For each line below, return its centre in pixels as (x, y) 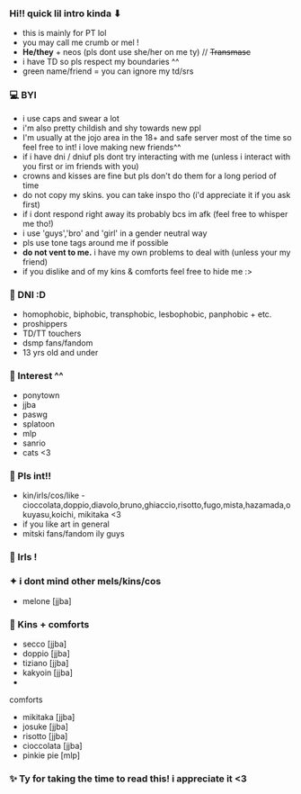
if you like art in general (66, 524)
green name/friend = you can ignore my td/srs (108, 71)
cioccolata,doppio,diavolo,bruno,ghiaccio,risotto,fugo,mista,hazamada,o (156, 505)
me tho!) (38, 223)
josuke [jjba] (45, 726)
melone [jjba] (47, 600)
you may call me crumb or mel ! (80, 42)
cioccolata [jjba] (52, 746)
